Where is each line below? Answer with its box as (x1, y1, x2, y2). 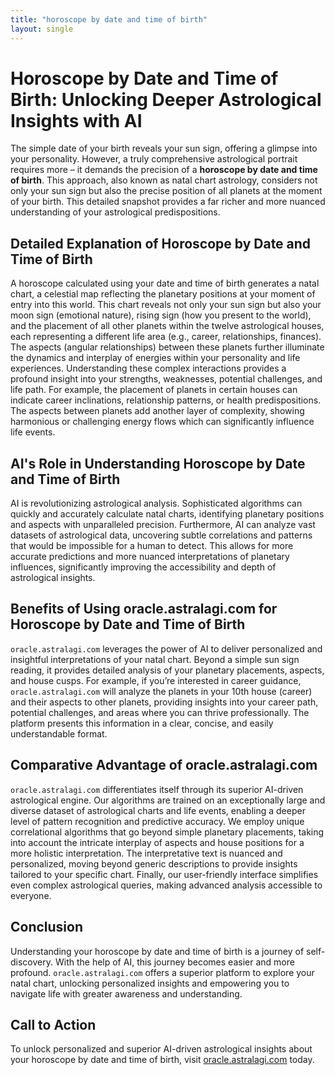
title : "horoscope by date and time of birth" (10, 14, 208, 25)
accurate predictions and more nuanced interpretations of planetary (10, 551, 290, 563)
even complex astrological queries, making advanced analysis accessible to (10, 879, 323, 891)
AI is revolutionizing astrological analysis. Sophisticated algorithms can (10, 497, 303, 510)
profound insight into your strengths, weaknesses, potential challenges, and (10, 373, 323, 385)
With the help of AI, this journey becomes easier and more (54, 956, 295, 968)
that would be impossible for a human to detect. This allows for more (10, 540, 294, 552)
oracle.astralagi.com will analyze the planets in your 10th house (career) (10, 685, 313, 697)
